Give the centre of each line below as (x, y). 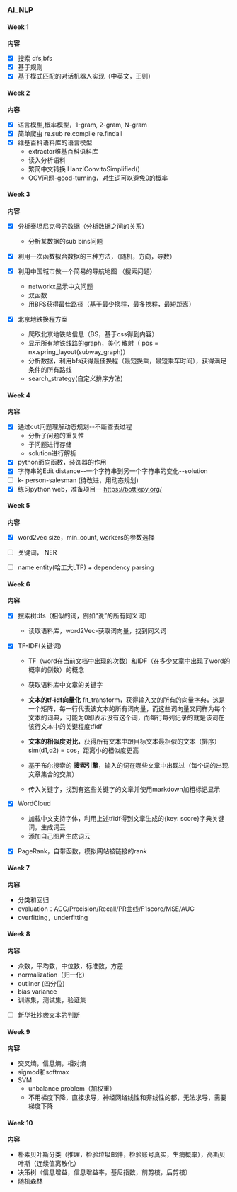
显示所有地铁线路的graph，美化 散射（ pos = (93, 343)
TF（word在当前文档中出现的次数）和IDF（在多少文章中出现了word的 (129, 661)
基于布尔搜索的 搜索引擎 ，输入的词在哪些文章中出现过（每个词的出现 (128, 766)
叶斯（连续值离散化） (48, 1164)
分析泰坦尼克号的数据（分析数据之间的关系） (83, 226)
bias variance (37, 991)
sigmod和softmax (43, 1072)
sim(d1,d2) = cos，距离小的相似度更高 (83, 750)
